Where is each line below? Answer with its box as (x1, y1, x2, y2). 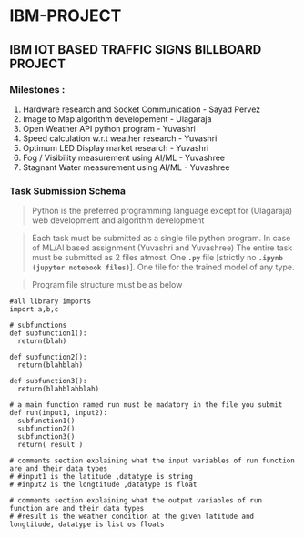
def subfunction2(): (9, 352, 88, 362)
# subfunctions (9, 320, 67, 330)
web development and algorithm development (31, 215, 205, 226)
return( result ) (17, 441, 84, 450)
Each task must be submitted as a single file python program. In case (31, 233, 291, 244)
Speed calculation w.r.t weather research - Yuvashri (22, 133, 218, 144)
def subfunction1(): (9, 329, 88, 338)
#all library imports (9, 297, 92, 306)
